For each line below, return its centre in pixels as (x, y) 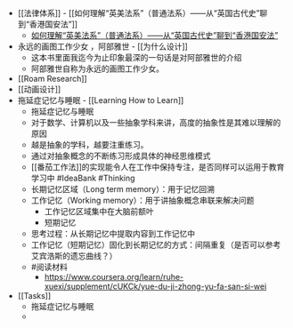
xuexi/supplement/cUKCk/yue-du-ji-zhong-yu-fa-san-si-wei (155, 286)
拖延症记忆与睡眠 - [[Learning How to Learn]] (101, 100)
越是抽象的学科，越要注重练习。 (90, 144)
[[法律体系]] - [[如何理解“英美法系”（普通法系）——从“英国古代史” (138, 13)
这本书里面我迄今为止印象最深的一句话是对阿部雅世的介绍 (136, 57)
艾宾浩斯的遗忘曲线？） (74, 256)
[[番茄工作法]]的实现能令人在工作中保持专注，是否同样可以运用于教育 (158, 167)
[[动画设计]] (39, 89)
